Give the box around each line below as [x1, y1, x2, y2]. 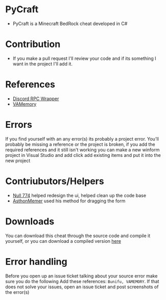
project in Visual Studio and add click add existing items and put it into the [5, 152, 161, 158]
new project [5, 157, 31, 164]
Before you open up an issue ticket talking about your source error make [5, 272, 158, 279]
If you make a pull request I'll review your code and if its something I [12, 55, 156, 61]
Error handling [5, 256, 67, 267]
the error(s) [5, 289, 30, 295]
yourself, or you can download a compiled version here [5, 238, 122, 244]
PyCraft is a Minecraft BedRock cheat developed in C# [12, 20, 128, 27]
